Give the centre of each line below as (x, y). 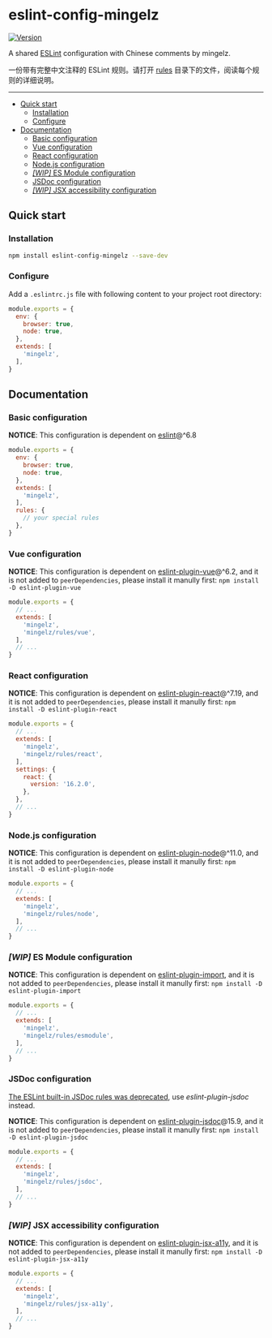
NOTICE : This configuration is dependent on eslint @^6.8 (102, 435)
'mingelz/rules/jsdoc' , (63, 1182)
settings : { (36, 769)
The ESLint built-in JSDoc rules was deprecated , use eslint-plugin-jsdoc (129, 1096)
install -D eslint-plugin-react (63, 710)
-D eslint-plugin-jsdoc (49, 1138)
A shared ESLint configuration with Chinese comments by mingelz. (119, 53)
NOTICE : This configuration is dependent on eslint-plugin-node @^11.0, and (134, 853)
